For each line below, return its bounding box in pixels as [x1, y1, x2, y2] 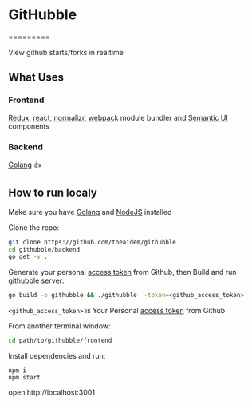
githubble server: [8, 276, 65, 285]
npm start [8, 374, 41, 382]
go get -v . [8, 253, 48, 261]
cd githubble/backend [8, 245, 81, 253]
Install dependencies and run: [8, 351, 106, 361]
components [8, 121, 50, 131]
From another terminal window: [8, 321, 111, 331]
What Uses [8, 70, 65, 85]
